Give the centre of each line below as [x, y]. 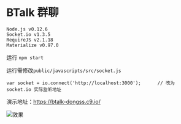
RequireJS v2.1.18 [30, 40]
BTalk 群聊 [33, 13]
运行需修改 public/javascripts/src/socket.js [64, 70]
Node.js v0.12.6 [27, 29]
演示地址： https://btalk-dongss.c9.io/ [54, 101]
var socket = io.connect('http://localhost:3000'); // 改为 [90, 83]
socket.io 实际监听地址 [34, 89]
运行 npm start [25, 57]
